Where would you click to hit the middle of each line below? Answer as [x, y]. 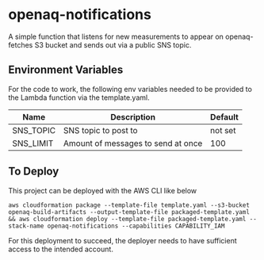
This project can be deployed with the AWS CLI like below [103, 190]
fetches [21, 44]
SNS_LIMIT [33, 143]
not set [223, 130]
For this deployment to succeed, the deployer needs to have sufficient [123, 240]
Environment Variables [66, 70]
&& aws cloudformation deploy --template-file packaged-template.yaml [127, 219]
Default [224, 117]
